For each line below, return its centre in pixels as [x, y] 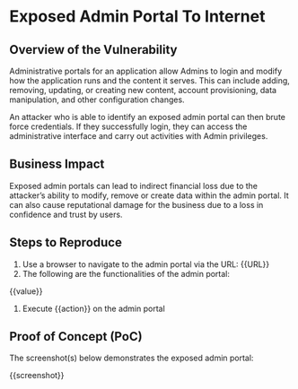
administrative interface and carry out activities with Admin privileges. [139, 136]
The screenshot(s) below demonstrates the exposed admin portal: [131, 358]
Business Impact [57, 164]
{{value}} [26, 291]
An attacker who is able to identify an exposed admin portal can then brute [147, 117]
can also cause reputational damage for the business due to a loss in [136, 204]
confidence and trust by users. [66, 214]
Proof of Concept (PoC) [76, 337]
